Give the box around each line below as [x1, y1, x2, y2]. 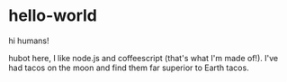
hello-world [8, 5, 98, 26]
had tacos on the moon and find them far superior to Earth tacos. [8, 62, 249, 73]
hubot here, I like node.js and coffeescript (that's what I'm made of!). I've [8, 52, 279, 63]
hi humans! [8, 35, 49, 46]
